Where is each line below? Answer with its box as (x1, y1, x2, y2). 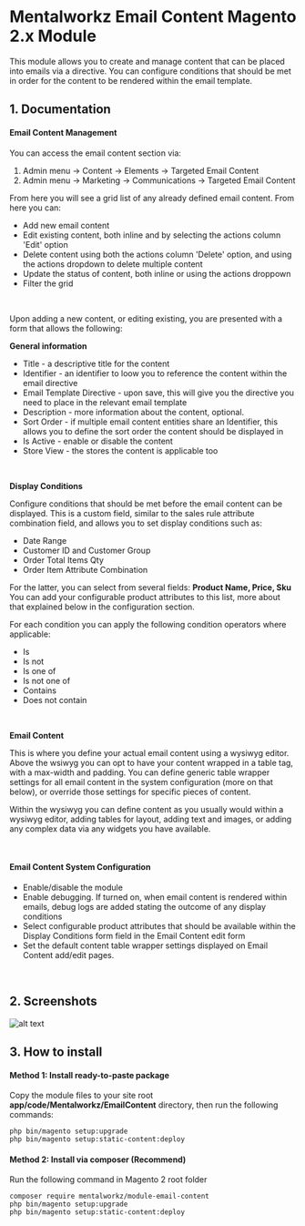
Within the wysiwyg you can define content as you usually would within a (9, 803, 284, 814)
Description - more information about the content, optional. (22, 406, 245, 417)
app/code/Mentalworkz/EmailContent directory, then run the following (9, 1099, 279, 1110)
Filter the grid (22, 278, 74, 289)
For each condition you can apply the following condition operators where (9, 618, 287, 629)
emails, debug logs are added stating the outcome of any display (22, 901, 267, 912)
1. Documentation (9, 102, 111, 117)
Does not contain (22, 694, 87, 705)
